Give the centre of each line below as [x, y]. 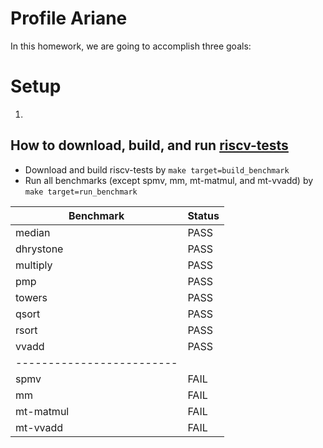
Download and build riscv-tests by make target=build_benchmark [157, 169]
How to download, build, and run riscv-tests [149, 145]
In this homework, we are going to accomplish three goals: [131, 46]
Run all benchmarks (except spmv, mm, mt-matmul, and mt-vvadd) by [169, 180]
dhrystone [39, 249]
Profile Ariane [69, 18]
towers [31, 297]
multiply [34, 265]
